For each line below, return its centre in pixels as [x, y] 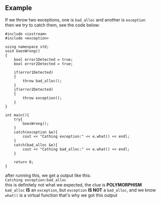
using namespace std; [27, 47]
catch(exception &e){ [36, 132]
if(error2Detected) [34, 89]
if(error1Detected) [34, 72]
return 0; [24, 162]
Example [19, 8]
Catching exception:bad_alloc [36, 180]
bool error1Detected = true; [43, 60]
